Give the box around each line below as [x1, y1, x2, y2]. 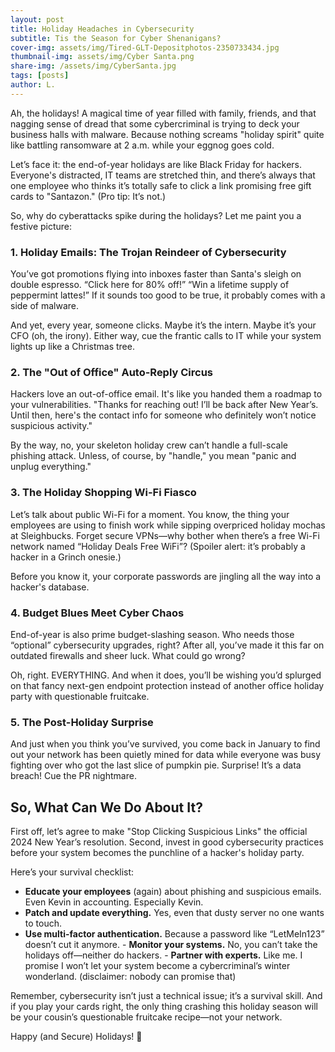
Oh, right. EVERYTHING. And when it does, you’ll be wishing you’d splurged [10, 669, 322, 681]
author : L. [10, 80, 56, 90]
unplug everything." [10, 461, 92, 473]
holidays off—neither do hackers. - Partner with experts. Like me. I [24, 949, 303, 961]
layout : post [10, 14, 65, 25]
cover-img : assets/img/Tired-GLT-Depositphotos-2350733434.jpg [10, 42, 280, 53]
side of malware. [10, 300, 80, 312]
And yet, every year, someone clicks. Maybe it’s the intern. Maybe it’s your [10, 319, 317, 331]
